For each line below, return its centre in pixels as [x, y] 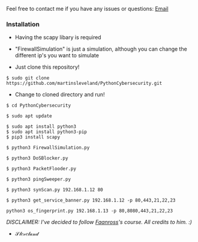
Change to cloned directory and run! [60, 95]
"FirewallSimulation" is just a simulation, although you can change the [101, 49]
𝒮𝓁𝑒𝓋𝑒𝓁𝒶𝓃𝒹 [27, 234]
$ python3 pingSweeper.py [38, 179]
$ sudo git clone [28, 78]
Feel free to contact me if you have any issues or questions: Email [88, 9]
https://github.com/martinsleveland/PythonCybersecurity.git [84, 84]
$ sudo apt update [29, 116]
